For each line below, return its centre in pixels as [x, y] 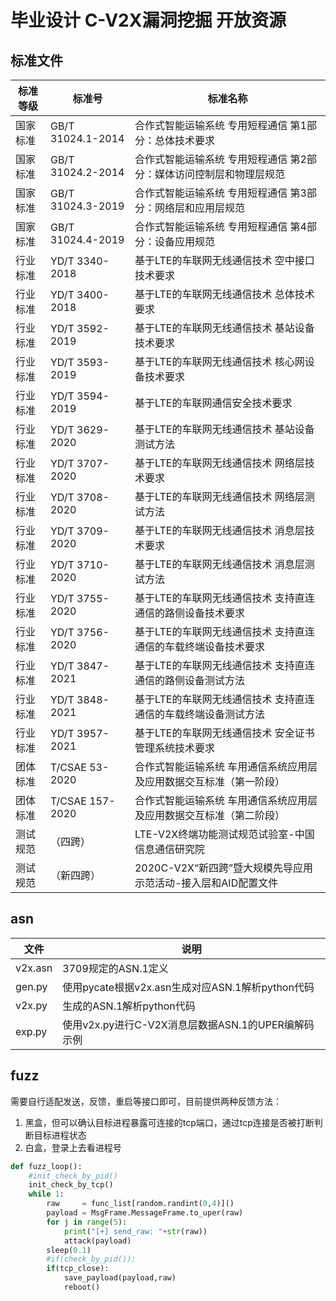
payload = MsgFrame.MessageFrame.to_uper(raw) [145, 1213]
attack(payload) [97, 1241]
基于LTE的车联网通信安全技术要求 [213, 403]
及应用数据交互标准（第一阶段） [209, 781]
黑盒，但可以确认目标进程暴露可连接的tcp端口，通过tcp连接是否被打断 [169, 1122]
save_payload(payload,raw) [120, 1278]
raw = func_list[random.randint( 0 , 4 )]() [140, 1204]
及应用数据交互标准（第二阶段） [209, 815]
